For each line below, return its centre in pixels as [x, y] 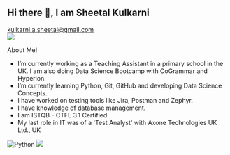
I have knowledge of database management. [81, 108]
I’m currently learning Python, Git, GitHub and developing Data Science [120, 85]
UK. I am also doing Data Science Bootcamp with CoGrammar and [113, 71]
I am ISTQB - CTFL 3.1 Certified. [63, 115]
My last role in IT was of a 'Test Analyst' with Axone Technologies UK [117, 122]
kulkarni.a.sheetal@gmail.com [51, 29]
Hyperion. [32, 78]
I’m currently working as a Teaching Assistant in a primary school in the [120, 63]
